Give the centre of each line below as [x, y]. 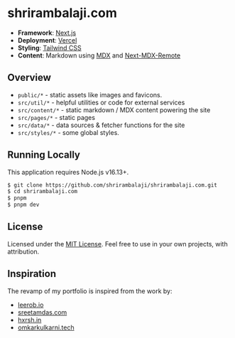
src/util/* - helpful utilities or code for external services [101, 102]
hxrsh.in [29, 320]
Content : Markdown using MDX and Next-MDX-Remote [99, 55]
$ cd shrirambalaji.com [43, 192]
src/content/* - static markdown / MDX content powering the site [114, 110]
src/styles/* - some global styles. [68, 132]
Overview [29, 78]
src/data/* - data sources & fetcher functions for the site [101, 125]
